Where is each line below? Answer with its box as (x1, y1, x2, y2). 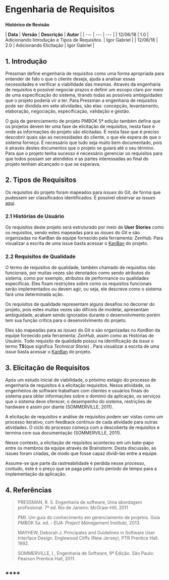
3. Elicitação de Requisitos (5, 364, 90, 372)
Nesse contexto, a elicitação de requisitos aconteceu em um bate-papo (5, 440, 154, 446)
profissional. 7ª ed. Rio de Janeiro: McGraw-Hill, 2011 (17, 504, 129, 511)
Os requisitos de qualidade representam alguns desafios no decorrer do (5, 301, 155, 307)
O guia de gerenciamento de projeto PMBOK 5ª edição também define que (5, 118, 160, 124)
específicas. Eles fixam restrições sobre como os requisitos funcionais (5, 280, 152, 287)
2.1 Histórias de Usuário (5, 212, 65, 220)
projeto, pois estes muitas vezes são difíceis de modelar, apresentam (5, 307, 149, 313)
